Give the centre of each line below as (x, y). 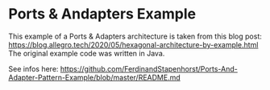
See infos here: (33, 68)
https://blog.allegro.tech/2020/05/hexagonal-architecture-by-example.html (133, 44)
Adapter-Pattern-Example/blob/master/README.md (95, 77)
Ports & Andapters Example (102, 14)
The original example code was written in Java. (87, 53)
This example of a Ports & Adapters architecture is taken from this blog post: (135, 36)
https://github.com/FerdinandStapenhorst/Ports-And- (149, 68)
